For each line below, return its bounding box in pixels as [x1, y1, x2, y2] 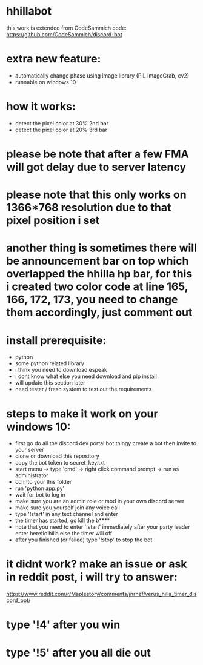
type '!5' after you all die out [6, 646, 151, 660]
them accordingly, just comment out [6, 306, 193, 319]
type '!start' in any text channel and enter [15, 511, 118, 518]
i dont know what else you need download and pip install [15, 372, 158, 380]
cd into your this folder [15, 478, 72, 486]
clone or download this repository [15, 452, 100, 460]
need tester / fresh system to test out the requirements [15, 386, 152, 393]
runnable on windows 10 [15, 78, 76, 85]
